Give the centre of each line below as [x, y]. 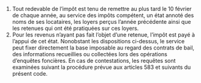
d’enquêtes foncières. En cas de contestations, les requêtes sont [94, 61]
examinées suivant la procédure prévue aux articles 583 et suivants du [101, 67]
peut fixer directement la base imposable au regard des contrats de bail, [103, 48]
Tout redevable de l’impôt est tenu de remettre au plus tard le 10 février [102, 9]
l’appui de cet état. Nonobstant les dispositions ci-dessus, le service [98, 41]
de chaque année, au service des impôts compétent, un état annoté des [103, 15]
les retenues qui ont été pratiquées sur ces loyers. [75, 28]
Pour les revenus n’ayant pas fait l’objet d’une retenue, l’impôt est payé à [103, 35]
